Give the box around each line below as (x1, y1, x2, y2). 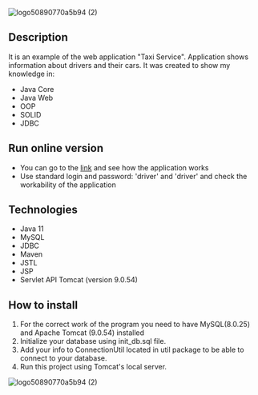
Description (8, 30, 68, 44)
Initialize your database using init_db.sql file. (19, 337, 167, 346)
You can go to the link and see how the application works (19, 162, 209, 172)
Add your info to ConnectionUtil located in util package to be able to (19, 345, 244, 355)
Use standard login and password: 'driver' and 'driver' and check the (19, 171, 248, 181)
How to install (8, 298, 79, 312)
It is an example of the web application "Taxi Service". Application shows (8, 52, 249, 62)
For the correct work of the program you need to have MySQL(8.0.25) (19, 320, 251, 329)
